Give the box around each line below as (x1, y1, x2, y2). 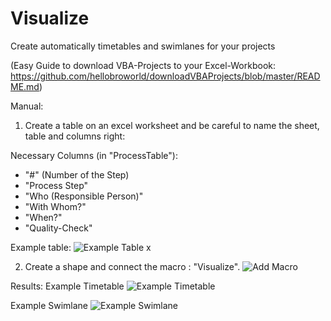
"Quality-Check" (24, 222, 93, 234)
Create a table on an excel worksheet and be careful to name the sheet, (24, 119, 320, 131)
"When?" (24, 211, 63, 223)
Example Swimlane (10, 299, 89, 311)
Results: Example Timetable (10, 280, 125, 292)
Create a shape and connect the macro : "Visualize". (24, 260, 241, 272)
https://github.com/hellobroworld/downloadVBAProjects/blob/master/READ (10, 70, 321, 82)
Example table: (10, 241, 72, 253)
